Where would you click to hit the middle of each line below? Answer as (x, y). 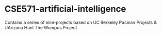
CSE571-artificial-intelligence (65, 9)
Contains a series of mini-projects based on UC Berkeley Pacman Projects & (81, 22)
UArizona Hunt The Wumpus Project (41, 27)
